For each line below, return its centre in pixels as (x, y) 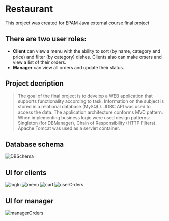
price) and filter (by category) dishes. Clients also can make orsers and (87, 57)
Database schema (35, 144)
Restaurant (29, 9)
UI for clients (26, 172)
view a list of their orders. (39, 62)
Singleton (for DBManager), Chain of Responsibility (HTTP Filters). (87, 123)
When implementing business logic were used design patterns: (84, 117)
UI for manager (30, 201)
